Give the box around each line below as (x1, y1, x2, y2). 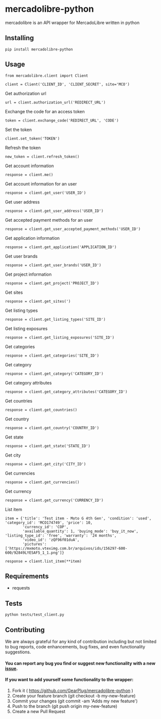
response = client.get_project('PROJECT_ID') (5, 281, 99, 285)
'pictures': (22, 541, 47, 546)
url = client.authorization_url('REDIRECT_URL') (5, 100, 106, 105)
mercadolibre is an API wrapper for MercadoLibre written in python (5, 20, 140, 26)
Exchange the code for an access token (5, 108, 85, 114)
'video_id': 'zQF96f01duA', (22, 537, 80, 542)
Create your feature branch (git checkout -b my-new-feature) (12, 693, 136, 698)
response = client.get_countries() (5, 407, 78, 412)
